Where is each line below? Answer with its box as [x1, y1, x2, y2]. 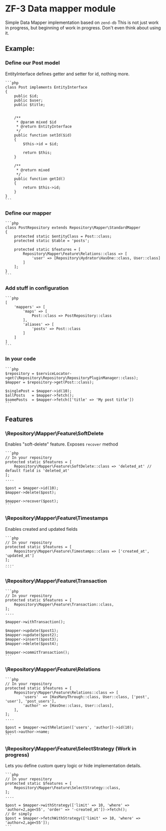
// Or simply [5, 812, 32, 817]
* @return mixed [16, 167, 50, 172]
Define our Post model [5, 59, 60, 66]
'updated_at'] [5, 553, 35, 558]
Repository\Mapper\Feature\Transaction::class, [14, 602, 114, 607]
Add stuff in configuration [5, 284, 69, 291]
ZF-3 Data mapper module [5, 3, 116, 14]
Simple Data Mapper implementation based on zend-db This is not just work [5, 19, 159, 25]
